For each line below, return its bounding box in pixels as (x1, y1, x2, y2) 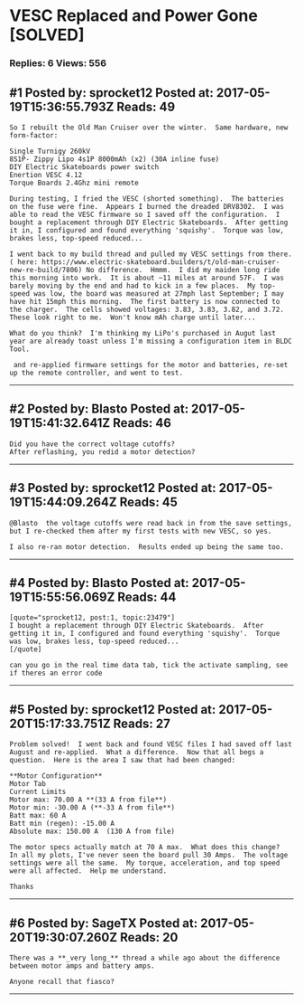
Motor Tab (9, 780, 47, 789)
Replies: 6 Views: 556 (9, 57, 106, 70)
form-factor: (9, 130, 59, 140)
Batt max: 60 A (9, 811, 67, 820)
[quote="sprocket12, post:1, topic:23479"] (9, 613, 176, 622)
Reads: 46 (112, 415, 171, 431)
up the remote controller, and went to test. (9, 368, 183, 377)
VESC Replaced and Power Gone (9, 5, 259, 26)
